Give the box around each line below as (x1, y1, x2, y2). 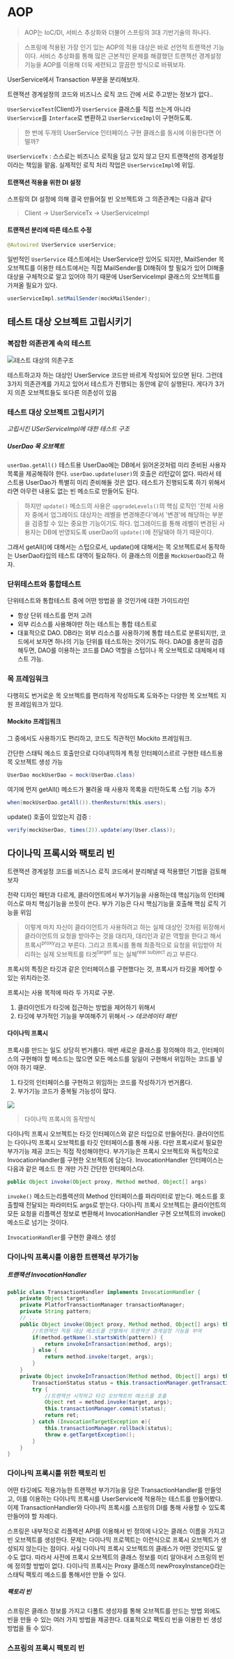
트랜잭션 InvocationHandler (7, 1270, 87, 1279)
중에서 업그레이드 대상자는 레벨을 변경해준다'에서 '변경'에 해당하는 (31, 511, 211, 519)
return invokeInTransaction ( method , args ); (44, 1340, 173, 1347)
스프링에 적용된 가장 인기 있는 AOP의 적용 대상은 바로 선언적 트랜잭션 (24, 43, 212, 51)
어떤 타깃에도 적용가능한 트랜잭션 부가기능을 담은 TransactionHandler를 (7, 1485, 203, 1494)
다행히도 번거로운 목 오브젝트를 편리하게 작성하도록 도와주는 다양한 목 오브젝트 (7, 691, 219, 700)
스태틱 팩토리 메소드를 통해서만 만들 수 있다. (7, 1570, 127, 1579)
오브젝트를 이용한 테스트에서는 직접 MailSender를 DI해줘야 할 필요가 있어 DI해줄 (7, 264, 225, 272)
